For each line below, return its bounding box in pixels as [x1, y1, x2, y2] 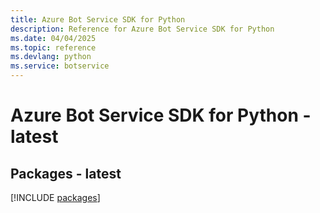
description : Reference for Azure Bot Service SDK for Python [10, 24, 275, 34]
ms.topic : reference [10, 42, 97, 53]
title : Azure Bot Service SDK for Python [10, 14, 186, 25]
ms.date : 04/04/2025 [10, 33, 97, 43]
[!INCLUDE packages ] [10, 192, 101, 203]
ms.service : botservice [10, 61, 110, 71]
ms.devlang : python [10, 52, 92, 62]
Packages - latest [10, 165, 122, 182]
